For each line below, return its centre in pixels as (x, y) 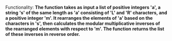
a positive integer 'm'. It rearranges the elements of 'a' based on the (79, 18)
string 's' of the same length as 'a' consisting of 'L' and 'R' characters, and (86, 13)
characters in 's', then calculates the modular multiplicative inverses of (83, 23)
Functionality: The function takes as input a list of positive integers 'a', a (83, 7)
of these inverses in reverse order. (43, 34)
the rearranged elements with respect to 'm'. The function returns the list (85, 29)
